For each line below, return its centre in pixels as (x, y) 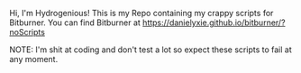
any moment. (34, 59)
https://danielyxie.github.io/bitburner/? (214, 23)
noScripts (27, 32)
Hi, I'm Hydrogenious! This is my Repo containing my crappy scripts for (141, 13)
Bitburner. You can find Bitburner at (75, 23)
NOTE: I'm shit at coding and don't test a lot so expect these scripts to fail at (150, 50)
